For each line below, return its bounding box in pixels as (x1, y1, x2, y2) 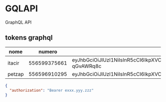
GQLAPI (5, 3, 38, 14)
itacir (7, 60, 20, 67)
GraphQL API (5, 19, 32, 25)
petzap (7, 70, 24, 77)
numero (39, 48, 58, 55)
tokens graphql (5, 34, 53, 42)
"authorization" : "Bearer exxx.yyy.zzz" (9, 88, 94, 93)
